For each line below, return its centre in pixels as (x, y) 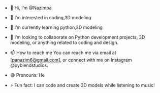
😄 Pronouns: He (27, 75)
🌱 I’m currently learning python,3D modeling (56, 27)
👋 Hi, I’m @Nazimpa (31, 8)
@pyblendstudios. (29, 65)
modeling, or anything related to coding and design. (64, 42)
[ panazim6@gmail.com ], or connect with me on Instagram (71, 60)
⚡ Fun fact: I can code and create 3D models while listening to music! (82, 85)
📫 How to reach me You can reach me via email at (63, 53)
